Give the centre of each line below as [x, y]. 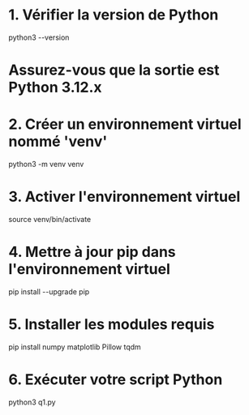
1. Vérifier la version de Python [114, 15]
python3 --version [39, 37]
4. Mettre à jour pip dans [92, 252]
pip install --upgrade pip [49, 291]
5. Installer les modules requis [112, 325]
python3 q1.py [32, 402]
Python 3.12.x [56, 88]
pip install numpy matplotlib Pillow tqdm [75, 347]
